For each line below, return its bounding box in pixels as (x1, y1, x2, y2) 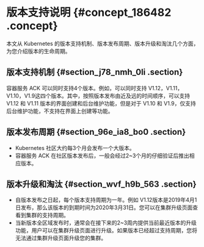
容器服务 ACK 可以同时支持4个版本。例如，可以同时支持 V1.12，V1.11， (6, 84, 183, 91)
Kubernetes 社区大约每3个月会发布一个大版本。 (15, 144, 136, 151)
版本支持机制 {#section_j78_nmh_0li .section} (6, 67, 183, 77)
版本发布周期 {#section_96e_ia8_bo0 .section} (6, 127, 186, 137)
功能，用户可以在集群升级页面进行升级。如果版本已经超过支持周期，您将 (15, 227, 197, 234)
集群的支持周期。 (26, 212, 69, 219)
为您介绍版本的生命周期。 (6, 47, 71, 55)
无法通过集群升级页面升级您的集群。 (15, 234, 107, 242)
